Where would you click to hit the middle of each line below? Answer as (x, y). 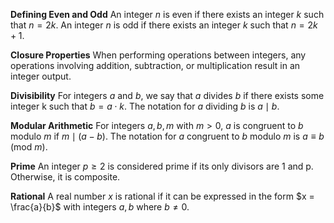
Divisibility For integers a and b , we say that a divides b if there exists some (167, 95)
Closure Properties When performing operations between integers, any (158, 55)
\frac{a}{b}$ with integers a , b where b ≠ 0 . (100, 207)
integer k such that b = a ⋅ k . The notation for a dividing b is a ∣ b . (145, 106)
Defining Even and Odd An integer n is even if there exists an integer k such (167, 14)
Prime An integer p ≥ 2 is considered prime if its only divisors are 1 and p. (162, 166)
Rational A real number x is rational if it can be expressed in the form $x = (162, 196)
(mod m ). (29, 147)
